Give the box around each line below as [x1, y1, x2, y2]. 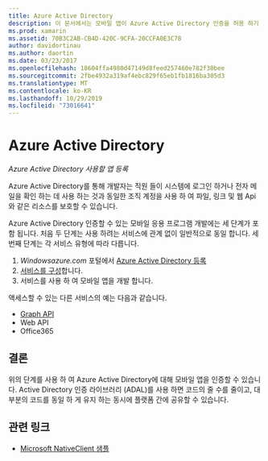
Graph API [19, 309, 55, 319]
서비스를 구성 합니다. [19, 266, 83, 276]
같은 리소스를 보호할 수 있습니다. [16, 201, 118, 211]
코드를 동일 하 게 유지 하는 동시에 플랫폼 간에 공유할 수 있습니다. [29, 394, 229, 404]
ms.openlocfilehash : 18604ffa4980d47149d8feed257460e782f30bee [8, 64, 225, 73]
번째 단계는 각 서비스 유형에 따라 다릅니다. [8, 239, 139, 248]
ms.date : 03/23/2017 [8, 57, 78, 65]
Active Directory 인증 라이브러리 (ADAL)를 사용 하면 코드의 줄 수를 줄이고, [19, 384, 253, 394]
